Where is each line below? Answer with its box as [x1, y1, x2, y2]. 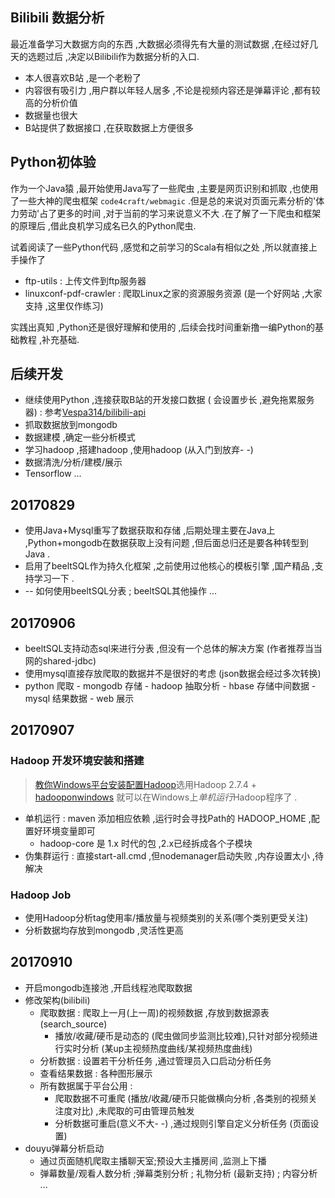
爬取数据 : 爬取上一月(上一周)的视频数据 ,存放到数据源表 [39, 1006, 270, 1018]
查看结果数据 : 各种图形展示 [39, 1067, 153, 1079]
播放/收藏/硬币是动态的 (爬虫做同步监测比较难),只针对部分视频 [54, 1029, 310, 1042]
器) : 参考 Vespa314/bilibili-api [24, 406, 147, 418]
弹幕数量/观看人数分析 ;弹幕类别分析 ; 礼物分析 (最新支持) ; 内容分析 [39, 1167, 318, 1179]
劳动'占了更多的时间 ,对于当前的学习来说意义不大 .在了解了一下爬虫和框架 [18, 207, 322, 219]
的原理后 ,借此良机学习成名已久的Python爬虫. [10, 219, 197, 232]
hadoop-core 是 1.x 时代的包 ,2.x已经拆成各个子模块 [39, 837, 253, 849]
